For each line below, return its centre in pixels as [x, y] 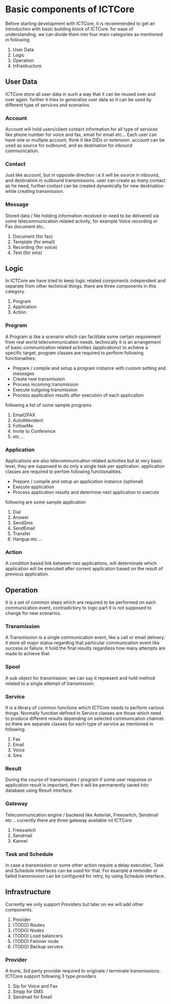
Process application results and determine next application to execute [86, 492]
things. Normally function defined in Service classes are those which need [83, 713]
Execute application [33, 487]
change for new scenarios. [33, 613]
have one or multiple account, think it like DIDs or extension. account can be [85, 140]
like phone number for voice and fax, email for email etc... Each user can [81, 135]
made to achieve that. [28, 654]
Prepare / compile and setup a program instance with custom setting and [89, 368]
